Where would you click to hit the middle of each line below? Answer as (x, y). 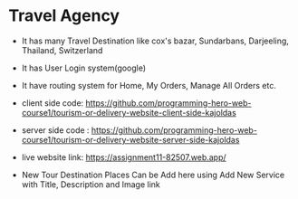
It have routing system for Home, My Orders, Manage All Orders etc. (149, 85)
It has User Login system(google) (84, 68)
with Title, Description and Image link (91, 184)
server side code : (55, 130)
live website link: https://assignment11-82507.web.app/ (124, 157)
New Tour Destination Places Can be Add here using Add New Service (153, 175)
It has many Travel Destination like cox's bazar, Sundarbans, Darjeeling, (155, 41)
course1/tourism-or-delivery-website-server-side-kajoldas (130, 139)
